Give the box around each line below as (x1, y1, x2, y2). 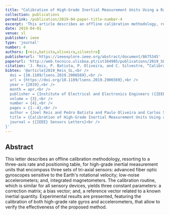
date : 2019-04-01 (5, 26, 42, 31)
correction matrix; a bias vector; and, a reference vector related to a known (5, 188, 161, 194)
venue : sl (5, 31, 26, 36)
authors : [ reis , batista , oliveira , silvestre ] (5, 49, 100, 54)
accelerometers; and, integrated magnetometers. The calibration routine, (5, 177, 156, 183)
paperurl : (5, 59, 26, 64)
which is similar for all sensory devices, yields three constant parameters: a (5, 183, 161, 189)
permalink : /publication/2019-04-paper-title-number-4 (5, 17, 123, 22)
